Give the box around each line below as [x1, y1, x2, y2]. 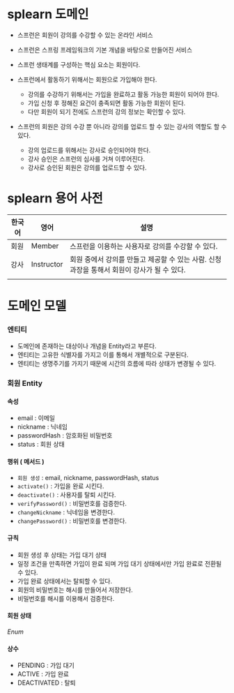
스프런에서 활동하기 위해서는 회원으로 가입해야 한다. [17, 75, 157, 84]
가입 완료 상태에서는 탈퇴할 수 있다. [17, 576, 113, 585]
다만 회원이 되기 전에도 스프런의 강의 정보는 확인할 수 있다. [27, 107, 186, 116]
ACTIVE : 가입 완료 [17, 670, 70, 678]
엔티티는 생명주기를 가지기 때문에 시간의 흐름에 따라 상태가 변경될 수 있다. [17, 359, 217, 368]
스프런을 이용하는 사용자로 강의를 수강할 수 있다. [69, 241, 218, 251]
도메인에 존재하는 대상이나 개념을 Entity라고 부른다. [17, 342, 157, 350]
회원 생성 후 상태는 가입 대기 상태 [17, 551, 107, 559]
